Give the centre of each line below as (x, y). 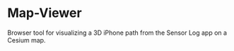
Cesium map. (27, 40)
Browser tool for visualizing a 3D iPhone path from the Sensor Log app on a (117, 33)
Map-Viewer (45, 13)
